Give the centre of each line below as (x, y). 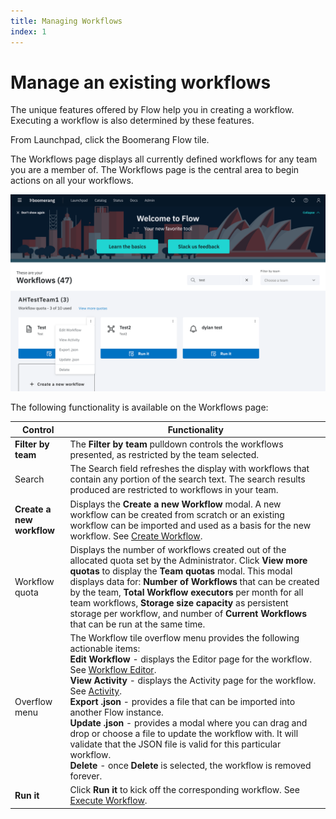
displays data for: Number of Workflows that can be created (194, 581)
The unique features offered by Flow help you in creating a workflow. (152, 110)
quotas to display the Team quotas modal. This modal (181, 571)
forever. (86, 776)
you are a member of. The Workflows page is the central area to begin (155, 170)
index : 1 (28, 31)
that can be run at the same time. (137, 624)
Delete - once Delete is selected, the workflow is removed (190, 766)
